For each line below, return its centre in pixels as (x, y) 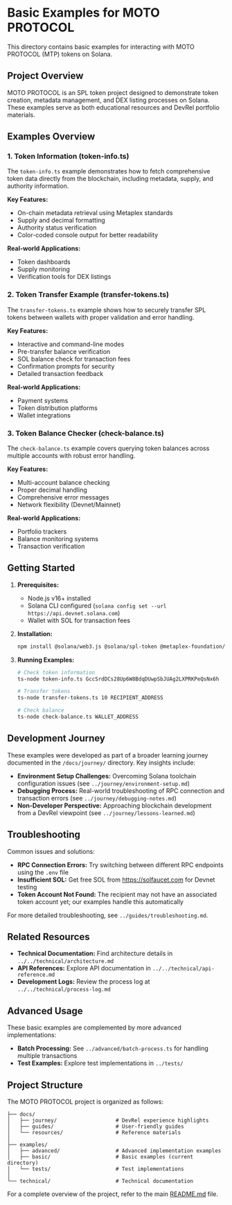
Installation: (35, 633)
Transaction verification (51, 547)
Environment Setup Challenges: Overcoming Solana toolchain (107, 776)
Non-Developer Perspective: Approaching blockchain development (114, 805)
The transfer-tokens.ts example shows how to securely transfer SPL (107, 309)
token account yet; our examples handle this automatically (100, 901)
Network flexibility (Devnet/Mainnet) (69, 505)
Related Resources (48, 937)
